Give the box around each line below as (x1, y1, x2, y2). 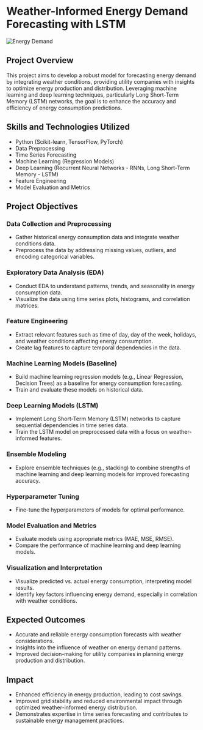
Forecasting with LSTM (6, 17, 126, 31)
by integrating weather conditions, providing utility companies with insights (6, 78, 195, 85)
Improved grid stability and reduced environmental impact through (15, 698, 182, 705)
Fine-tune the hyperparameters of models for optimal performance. (15, 506, 185, 513)
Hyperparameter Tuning (6, 492, 79, 501)
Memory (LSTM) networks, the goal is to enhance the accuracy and (6, 97, 176, 105)
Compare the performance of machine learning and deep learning (15, 542, 181, 549)
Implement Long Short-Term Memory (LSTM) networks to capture (15, 415, 181, 423)
